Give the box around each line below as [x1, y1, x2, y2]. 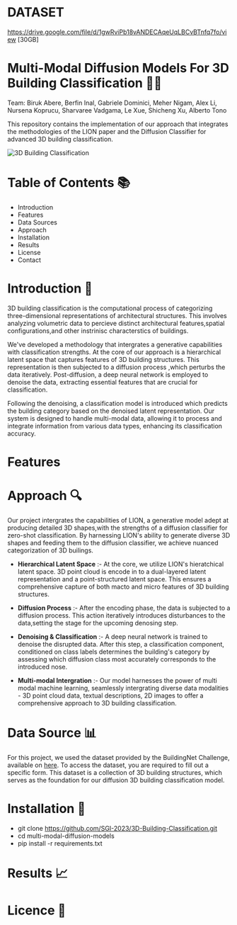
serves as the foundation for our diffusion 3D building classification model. [7, 776, 225, 784]
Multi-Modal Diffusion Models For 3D [7, 60, 230, 76]
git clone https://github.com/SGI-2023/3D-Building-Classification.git [17, 824, 218, 832]
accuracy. [7, 429, 37, 438]
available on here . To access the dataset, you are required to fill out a [7, 761, 209, 769]
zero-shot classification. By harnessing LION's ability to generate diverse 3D [7, 530, 231, 539]
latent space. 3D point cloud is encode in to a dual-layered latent [17, 567, 207, 576]
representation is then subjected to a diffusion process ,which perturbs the [7, 363, 226, 371]
